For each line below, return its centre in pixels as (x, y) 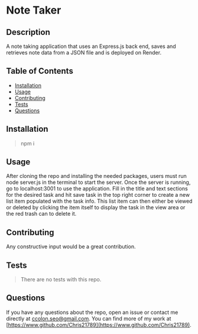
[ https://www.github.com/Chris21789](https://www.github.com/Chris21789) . (99, 325)
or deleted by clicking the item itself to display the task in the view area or (96, 207)
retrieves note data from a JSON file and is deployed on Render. (84, 53)
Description (28, 32)
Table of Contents (40, 71)
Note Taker (34, 10)
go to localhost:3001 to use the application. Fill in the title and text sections (97, 189)
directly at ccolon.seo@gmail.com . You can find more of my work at (89, 318)
